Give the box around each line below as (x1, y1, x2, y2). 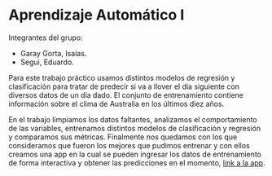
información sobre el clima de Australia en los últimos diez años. (8, 99, 225, 108)
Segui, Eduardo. (20, 57, 75, 67)
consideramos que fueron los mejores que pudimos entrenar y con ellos (8, 140, 250, 150)
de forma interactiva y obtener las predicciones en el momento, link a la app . (8, 157, 265, 168)
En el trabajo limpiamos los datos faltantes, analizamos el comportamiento (8, 114, 258, 124)
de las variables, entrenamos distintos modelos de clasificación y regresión (8, 123, 261, 133)
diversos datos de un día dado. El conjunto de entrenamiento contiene (8, 90, 244, 99)
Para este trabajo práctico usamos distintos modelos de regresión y (8, 73, 235, 82)
